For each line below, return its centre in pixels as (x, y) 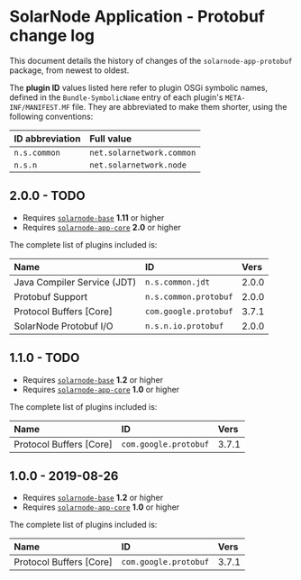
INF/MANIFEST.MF (40, 107)
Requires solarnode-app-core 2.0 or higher (102, 227)
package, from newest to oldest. (69, 70)
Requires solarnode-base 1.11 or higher (93, 217)
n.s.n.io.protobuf (185, 326)
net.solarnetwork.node (138, 165)
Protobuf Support (51, 296)
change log (52, 36)
